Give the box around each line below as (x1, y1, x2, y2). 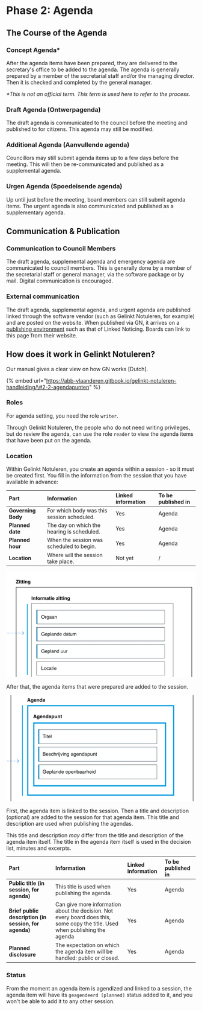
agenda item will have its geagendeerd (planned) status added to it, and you (6, 991, 193, 998)
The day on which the (47, 521, 101, 529)
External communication (6, 292, 80, 301)
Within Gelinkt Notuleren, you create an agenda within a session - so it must (6, 465, 194, 473)
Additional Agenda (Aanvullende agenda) (6, 141, 130, 149)
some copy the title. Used (55, 920, 118, 927)
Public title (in (8, 879, 45, 887)
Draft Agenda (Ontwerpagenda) (6, 105, 101, 113)
